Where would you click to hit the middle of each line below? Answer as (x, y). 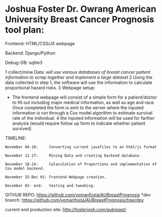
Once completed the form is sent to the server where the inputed (78, 108)
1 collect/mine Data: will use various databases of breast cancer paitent (78, 72)
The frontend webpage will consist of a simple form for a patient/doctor (84, 97)
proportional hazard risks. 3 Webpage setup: (50, 87)
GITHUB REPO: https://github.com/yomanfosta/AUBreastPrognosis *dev (78, 194)
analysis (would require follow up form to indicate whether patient (79, 123)
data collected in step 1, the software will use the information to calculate (79, 82)
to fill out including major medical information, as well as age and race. (83, 102)
